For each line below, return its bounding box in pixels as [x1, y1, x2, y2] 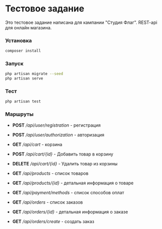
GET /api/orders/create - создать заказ [12, 218, 94, 224]
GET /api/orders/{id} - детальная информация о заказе [12, 209, 128, 215]
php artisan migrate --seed [5, 72, 64, 76]
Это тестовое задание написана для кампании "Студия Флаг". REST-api [5, 19, 158, 25]
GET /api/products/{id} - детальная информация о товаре [12, 180, 134, 186]
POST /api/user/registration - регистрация [12, 122, 101, 128]
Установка [5, 37, 32, 44]
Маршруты [5, 111, 34, 118]
